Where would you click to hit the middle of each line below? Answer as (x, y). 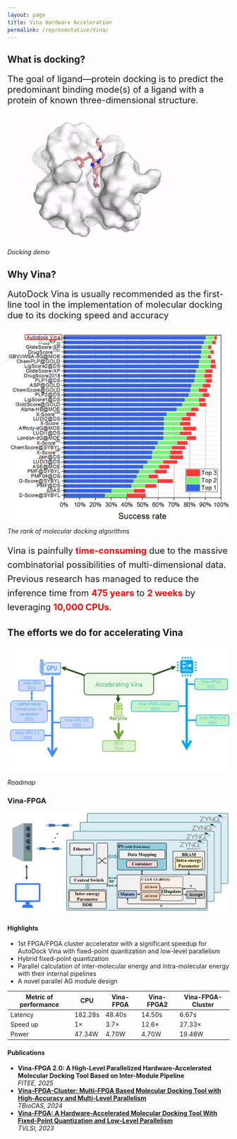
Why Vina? (32, 275)
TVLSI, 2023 (36, 1128)
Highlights (23, 928)
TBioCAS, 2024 (40, 1106)
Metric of (39, 997)
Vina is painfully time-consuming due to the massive (117, 550)
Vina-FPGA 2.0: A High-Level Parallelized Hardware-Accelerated (114, 1068)
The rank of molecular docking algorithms (69, 531)
